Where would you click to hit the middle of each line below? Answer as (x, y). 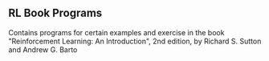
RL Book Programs (55, 13)
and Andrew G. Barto (43, 49)
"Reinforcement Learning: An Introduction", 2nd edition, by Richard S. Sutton (135, 41)
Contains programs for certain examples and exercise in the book (116, 32)
